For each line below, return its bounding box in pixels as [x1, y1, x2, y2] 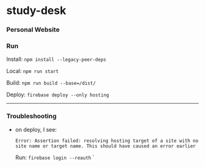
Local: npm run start [6, 68, 59, 75]
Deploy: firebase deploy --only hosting [6, 91, 109, 98]
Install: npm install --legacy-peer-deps [6, 55, 107, 63]
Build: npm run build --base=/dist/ [6, 79, 96, 87]
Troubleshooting [6, 112, 57, 121]
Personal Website [6, 26, 60, 34]
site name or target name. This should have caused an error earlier [15, 143, 196, 149]
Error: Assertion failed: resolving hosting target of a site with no [15, 138, 199, 144]
